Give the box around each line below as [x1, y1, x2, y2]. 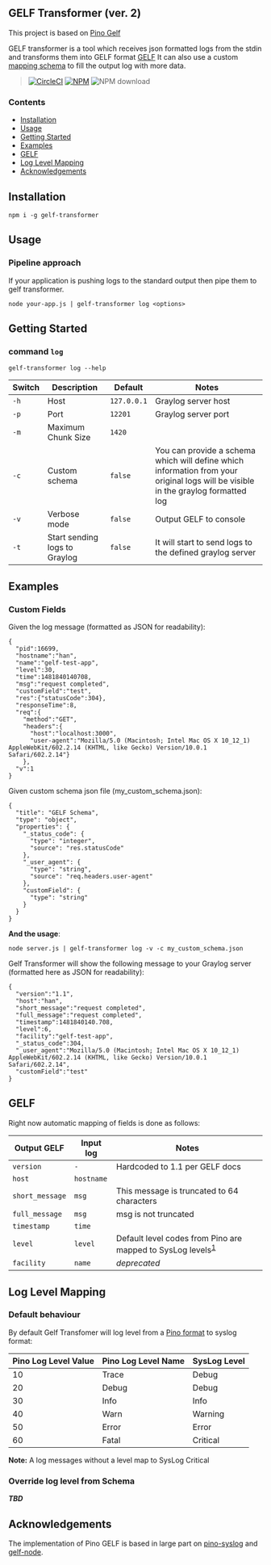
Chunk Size [47, 432, 91, 443]
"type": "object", [15, 816, 78, 824]
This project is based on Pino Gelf [8, 27, 121, 37]
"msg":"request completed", [15, 680, 110, 688]
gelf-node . [8, 1546, 44, 1557]
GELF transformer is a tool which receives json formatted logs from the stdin [8, 44, 262, 53]
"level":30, [15, 665, 56, 673]
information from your [155, 465, 238, 476]
